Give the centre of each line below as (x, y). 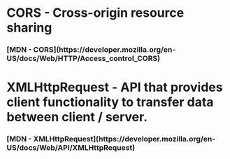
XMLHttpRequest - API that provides (115, 87)
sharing (29, 28)
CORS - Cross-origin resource (95, 13)
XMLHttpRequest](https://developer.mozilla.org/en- (124, 139)
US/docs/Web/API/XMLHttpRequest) (71, 148)
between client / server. (77, 117)
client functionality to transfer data (110, 102)
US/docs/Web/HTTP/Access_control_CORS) (84, 59)
